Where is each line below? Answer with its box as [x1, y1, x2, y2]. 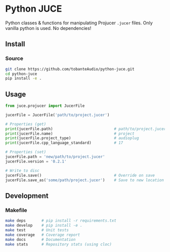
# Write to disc [5, 168, 39, 173]
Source [5, 55, 24, 62]
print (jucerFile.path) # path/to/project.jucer [5, 126, 166, 132]
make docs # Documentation [5, 237, 76, 242]
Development [5, 191, 49, 200]
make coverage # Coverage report [5, 232, 80, 237]
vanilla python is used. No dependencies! [5, 25, 92, 31]
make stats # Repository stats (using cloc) [5, 241, 112, 247]
